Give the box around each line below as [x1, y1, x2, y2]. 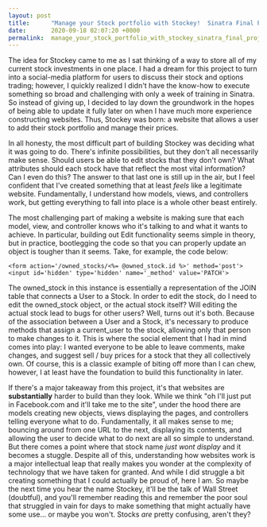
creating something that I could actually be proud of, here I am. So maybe [8, 476, 249, 486]
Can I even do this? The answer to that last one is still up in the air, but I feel [8, 172, 256, 182]
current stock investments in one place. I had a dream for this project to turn [8, 64, 258, 74]
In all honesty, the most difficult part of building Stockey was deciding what [8, 138, 255, 148]
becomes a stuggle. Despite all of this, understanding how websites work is [8, 451, 256, 460]
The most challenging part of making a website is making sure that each [8, 213, 245, 223]
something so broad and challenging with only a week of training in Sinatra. [8, 89, 255, 99]
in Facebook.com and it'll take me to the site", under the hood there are [8, 400, 241, 409]
